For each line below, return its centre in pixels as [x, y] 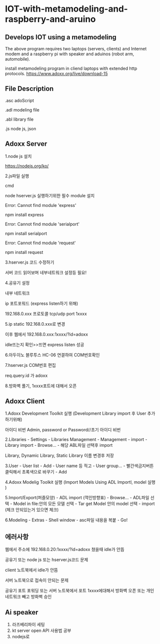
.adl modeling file [22, 110]
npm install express [24, 215]
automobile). [18, 59]
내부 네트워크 [17, 293]
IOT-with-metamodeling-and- [66, 9]
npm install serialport [26, 233]
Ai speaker [22, 612]
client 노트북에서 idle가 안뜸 [32, 570]
